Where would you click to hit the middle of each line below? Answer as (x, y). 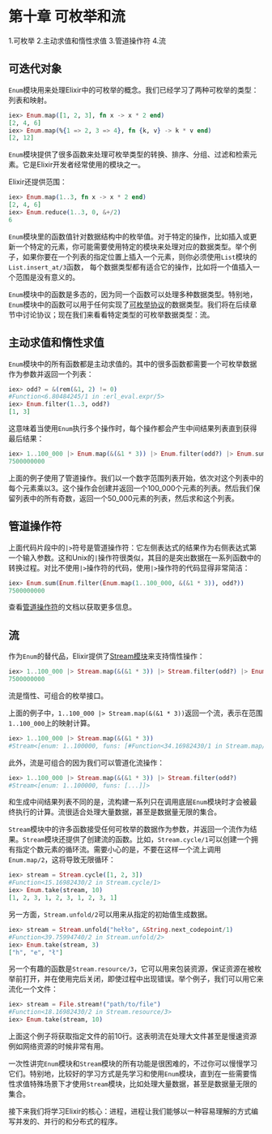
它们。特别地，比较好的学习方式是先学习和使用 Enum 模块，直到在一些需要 (129, 1074)
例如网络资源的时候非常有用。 (58, 1046)
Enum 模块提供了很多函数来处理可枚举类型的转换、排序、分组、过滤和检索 (129, 154)
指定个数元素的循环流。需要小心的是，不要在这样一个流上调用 (118, 850)
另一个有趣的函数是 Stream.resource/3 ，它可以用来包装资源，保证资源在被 (132, 969)
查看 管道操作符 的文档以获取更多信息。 (72, 607)
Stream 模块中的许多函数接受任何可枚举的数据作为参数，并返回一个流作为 (129, 830)
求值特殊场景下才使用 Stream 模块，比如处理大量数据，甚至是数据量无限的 (136, 1084)
